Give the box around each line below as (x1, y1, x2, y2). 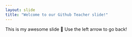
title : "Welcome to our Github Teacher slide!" (5, 12, 109, 17)
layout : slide (5, 7, 36, 13)
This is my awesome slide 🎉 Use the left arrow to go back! (5, 26, 127, 32)
